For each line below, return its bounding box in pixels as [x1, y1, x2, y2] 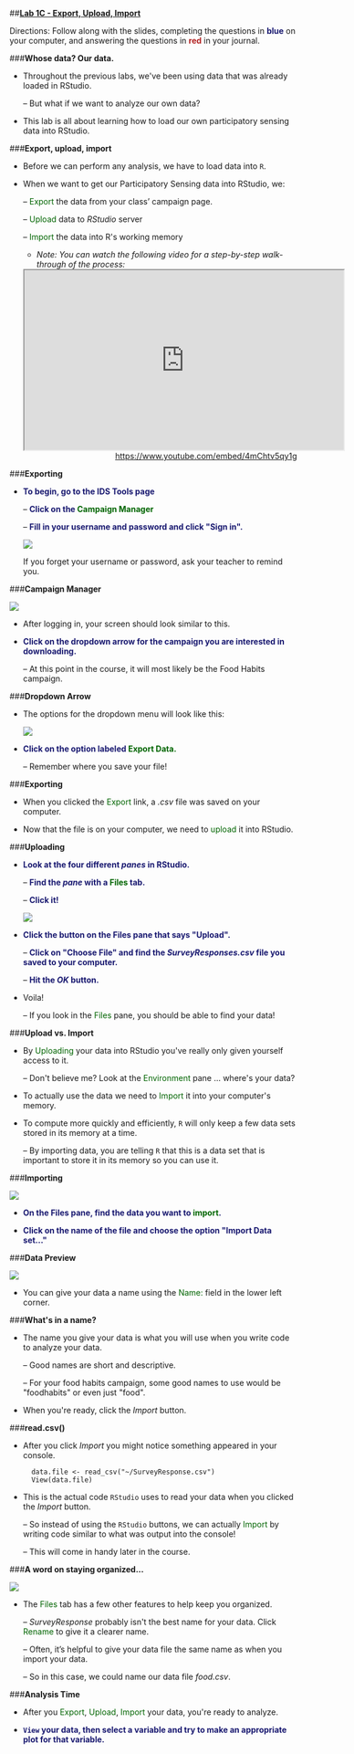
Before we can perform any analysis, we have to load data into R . [22, 161, 266, 172]
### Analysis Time [9, 1689, 80, 1699]
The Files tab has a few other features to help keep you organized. [22, 1599, 273, 1610]
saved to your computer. [22, 957, 119, 967]
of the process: [68, 259, 126, 269]
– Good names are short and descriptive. [22, 1360, 176, 1371]
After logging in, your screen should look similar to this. [22, 618, 231, 629]
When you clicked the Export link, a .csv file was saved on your [22, 796, 261, 807]
